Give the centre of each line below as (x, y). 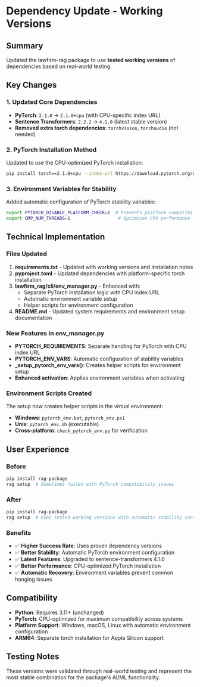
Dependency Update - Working (85, 11)
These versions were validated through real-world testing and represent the (99, 671)
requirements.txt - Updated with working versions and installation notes (104, 267)
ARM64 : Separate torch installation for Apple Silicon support (89, 637)
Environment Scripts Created (49, 393)
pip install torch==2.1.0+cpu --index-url (60, 173)
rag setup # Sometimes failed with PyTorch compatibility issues (90, 484)
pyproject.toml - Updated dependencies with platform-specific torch (100, 273)
